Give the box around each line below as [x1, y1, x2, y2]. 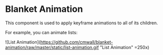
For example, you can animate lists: [5, 29, 78, 35]
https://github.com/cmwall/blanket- [40, 39, 113, 45]
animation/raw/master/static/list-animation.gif [5, 44, 99, 50]
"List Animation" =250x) [100, 44, 150, 50]
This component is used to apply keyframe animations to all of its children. [5, 20, 158, 26]
